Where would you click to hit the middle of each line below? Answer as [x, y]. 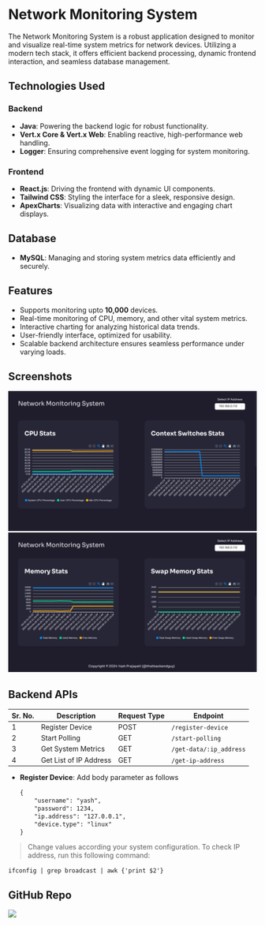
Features [30, 291]
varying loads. [43, 352]
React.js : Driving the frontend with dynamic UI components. [117, 189]
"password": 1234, [64, 809]
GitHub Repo [40, 895]
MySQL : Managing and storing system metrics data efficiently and [127, 257]
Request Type [142, 715]
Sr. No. [23, 715]
